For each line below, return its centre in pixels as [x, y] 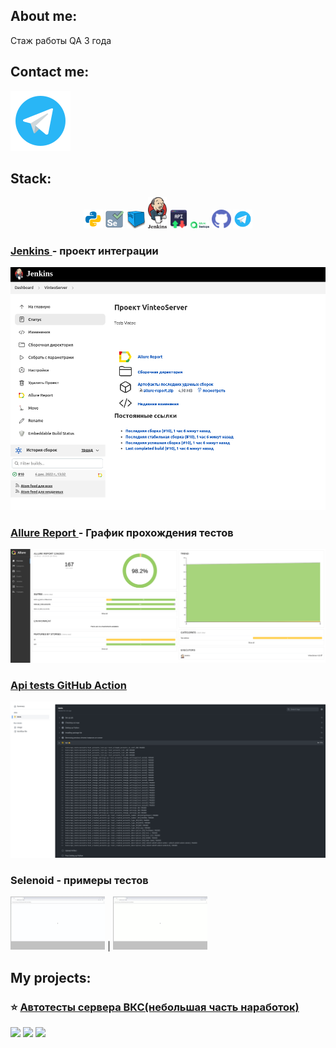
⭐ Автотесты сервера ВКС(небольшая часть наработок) [155, 1007]
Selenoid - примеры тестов [79, 881]
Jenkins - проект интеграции [84, 251]
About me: [44, 16]
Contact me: [50, 72]
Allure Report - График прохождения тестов [122, 532]
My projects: [51, 977]
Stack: [31, 179]
